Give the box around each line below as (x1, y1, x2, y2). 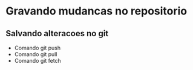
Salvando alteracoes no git (5, 28, 109, 39)
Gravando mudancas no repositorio (5, 4, 188, 18)
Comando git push (14, 44, 61, 51)
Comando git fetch (14, 57, 61, 64)
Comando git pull (14, 51, 57, 58)
